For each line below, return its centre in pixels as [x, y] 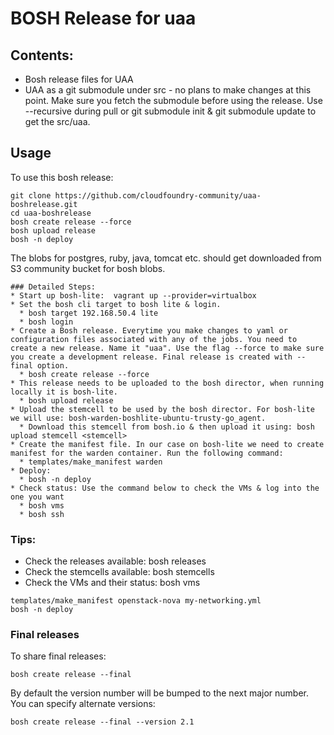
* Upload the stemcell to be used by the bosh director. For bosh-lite [162, 409]
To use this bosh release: [62, 177]
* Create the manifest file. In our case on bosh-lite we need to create [167, 444]
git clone [31, 195]
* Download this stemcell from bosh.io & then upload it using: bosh [167, 427]
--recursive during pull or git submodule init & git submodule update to [170, 111]
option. [53, 365]
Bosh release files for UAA [79, 79]
